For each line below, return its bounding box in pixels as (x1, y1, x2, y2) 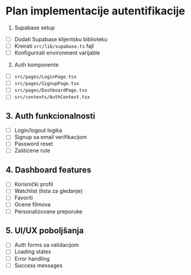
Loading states (14, 248, 52, 255)
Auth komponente (14, 61, 59, 68)
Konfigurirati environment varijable (14, 49, 100, 56)
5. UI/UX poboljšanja (5, 225, 84, 235)
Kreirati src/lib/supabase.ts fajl (14, 43, 94, 49)
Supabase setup (14, 24, 55, 31)
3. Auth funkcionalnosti (5, 111, 95, 121)
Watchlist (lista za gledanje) (14, 188, 83, 195)
